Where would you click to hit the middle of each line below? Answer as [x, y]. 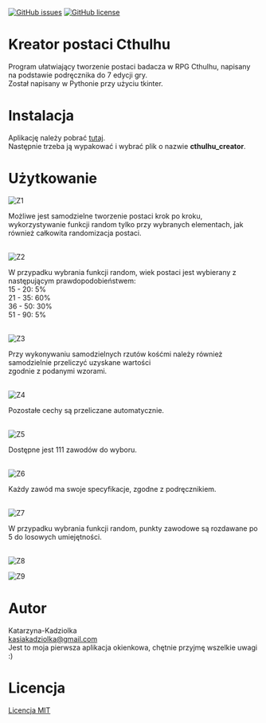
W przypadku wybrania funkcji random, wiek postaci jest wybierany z [122, 272]
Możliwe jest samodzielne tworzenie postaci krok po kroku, [106, 216]
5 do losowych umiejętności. [55, 536]
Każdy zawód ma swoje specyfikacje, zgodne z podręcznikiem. [112, 489]
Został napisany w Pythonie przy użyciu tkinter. [86, 83]
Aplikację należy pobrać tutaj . [57, 138]
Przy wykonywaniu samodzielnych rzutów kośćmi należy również [115, 354]
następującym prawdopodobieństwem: [72, 281]
